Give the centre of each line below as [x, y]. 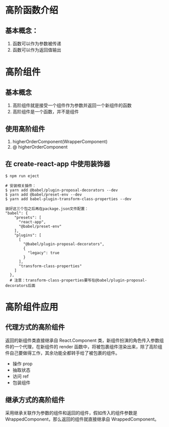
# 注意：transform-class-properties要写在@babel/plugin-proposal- [78, 280]
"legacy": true [43, 253]
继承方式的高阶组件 [35, 400]
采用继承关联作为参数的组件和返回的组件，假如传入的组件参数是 [71, 413]
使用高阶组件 [25, 129]
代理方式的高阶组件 [35, 327]
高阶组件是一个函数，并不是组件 [46, 112]
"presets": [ [28, 217]
